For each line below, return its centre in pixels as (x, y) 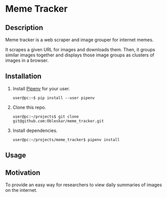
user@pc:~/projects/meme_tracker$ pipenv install (66, 140)
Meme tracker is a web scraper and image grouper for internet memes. (79, 40)
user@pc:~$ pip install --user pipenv (54, 98)
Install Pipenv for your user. (41, 88)
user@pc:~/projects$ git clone (46, 117)
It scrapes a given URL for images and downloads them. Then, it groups (80, 50)
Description (24, 28)
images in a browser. (27, 60)
